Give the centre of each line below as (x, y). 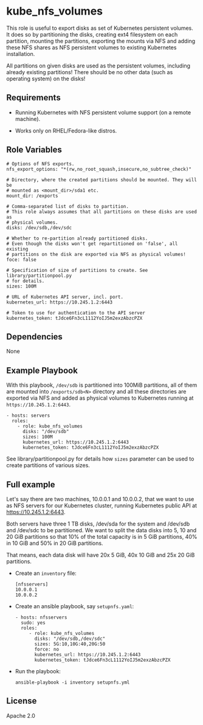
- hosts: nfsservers (41, 617)
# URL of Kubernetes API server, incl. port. (65, 297)
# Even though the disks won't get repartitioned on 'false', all (92, 244)
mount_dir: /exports (33, 196)
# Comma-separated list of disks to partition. (68, 206)
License (22, 701)
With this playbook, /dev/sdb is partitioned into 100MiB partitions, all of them (102, 385)
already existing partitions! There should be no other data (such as (90, 72)
